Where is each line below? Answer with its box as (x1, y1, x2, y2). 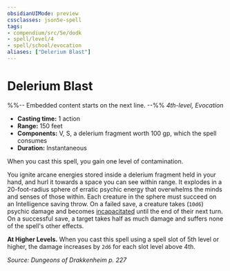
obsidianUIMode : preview (7, 10, 79, 17)
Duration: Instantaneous (17, 143, 88, 152)
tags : (7, 23, 23, 30)
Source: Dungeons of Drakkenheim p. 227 (7, 256, 127, 264)
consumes (17, 136, 47, 145)
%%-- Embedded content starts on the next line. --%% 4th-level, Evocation (7, 101, 224, 109)
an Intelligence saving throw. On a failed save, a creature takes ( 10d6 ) (7, 199, 204, 208)
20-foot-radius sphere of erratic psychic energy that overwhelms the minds (7, 185, 222, 193)
